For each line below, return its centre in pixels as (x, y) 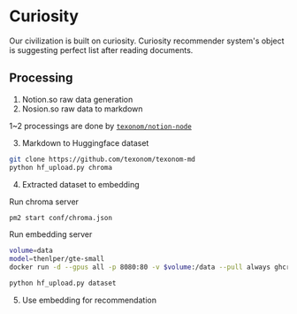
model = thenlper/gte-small (57, 259)
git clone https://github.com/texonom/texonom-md (103, 159)
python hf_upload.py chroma (61, 167)
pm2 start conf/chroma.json (61, 218)
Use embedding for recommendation (89, 300)
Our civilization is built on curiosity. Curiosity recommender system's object (147, 41)
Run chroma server (44, 202)
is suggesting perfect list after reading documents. (101, 50)
